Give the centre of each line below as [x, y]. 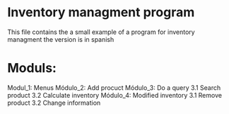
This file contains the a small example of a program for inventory [101, 32]
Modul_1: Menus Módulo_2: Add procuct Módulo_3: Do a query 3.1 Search [114, 87]
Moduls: [32, 68]
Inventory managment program [101, 12]
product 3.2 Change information [54, 103]
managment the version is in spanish [61, 39]
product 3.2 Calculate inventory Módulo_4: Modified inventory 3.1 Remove [115, 95]
